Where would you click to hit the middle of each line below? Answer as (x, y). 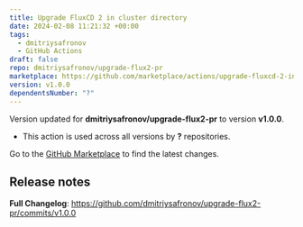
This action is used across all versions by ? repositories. (126, 136)
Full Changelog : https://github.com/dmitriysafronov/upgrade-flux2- (135, 204)
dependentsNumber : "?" (52, 93)
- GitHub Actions (50, 51)
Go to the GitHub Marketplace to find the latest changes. (114, 153)
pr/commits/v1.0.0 (43, 213)
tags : (19, 34)
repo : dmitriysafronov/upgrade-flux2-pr (87, 68)
